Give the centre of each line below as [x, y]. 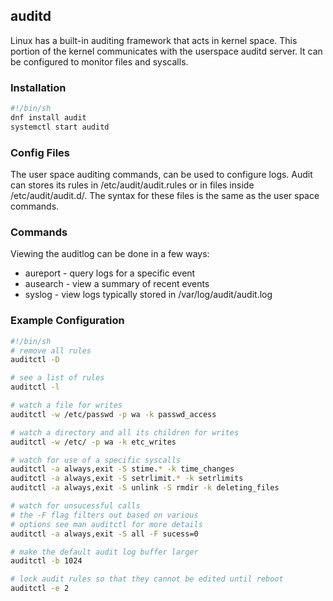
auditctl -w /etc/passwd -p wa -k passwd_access [113, 414]
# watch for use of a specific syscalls [96, 460]
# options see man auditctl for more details [106, 524]
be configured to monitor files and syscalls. [99, 61]
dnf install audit [48, 117]
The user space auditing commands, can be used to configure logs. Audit [161, 175]
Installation [38, 87]
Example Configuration [67, 321]
